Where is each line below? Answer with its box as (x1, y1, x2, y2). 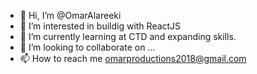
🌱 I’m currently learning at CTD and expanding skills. (19, 31, 237, 42)
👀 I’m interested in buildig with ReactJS (19, 20, 182, 32)
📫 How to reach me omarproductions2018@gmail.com (19, 53, 247, 64)
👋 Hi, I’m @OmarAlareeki (19, 10, 122, 21)
